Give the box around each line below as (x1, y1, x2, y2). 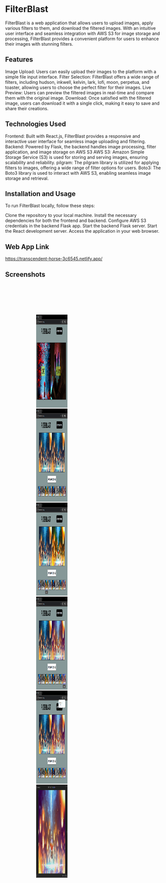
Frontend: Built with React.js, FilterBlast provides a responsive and (5, 133, 140, 139)
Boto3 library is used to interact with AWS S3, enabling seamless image (5, 170, 151, 176)
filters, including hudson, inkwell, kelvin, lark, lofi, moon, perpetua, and (5, 79, 150, 85)
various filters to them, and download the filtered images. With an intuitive (5, 25, 156, 31)
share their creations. (5, 105, 49, 111)
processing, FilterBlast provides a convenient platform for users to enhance (5, 36, 160, 42)
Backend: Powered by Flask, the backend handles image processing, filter (5, 143, 157, 149)
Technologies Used (5, 120, 66, 129)
